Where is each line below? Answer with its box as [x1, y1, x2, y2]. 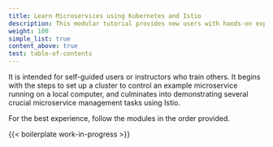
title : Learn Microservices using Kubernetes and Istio [8, 11, 201, 20]
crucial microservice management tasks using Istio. [8, 98, 181, 107]
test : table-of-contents [8, 50, 93, 58]
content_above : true [8, 42, 79, 50]
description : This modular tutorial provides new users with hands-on [8, 19, 253, 28]
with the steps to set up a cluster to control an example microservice [8, 80, 238, 90]
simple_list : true [8, 34, 71, 43]
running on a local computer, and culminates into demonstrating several [8, 89, 249, 98]
